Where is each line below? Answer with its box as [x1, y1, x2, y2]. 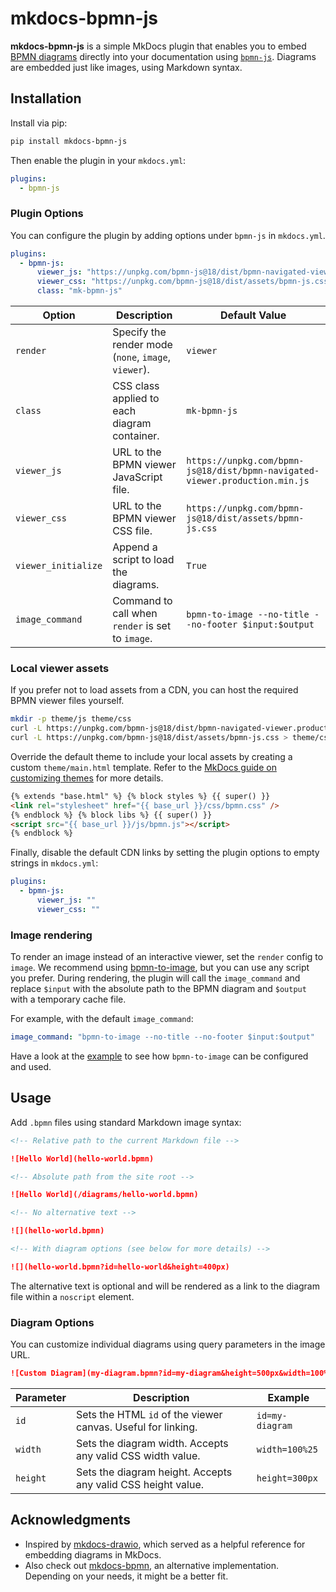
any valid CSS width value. [75, 1449, 201, 1462]
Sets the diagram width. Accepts [75, 1437, 229, 1450]
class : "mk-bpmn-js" [36, 286, 123, 296]
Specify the [112, 325, 167, 339]
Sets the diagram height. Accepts [75, 1465, 233, 1479]
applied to [112, 392, 160, 406]
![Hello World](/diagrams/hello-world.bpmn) [10, 1190, 199, 1200]
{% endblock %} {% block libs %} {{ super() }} [10, 810, 213, 820]
